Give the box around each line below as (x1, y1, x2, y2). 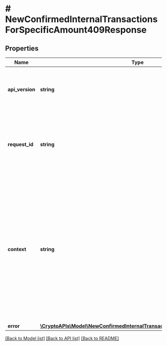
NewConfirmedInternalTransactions (5, 13, 158, 25)
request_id (7, 141, 34, 148)
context (7, 246, 26, 253)
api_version (7, 86, 36, 93)
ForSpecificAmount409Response (5, 24, 147, 35)
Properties (5, 44, 39, 52)
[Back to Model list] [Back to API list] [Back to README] (5, 336, 119, 341)
